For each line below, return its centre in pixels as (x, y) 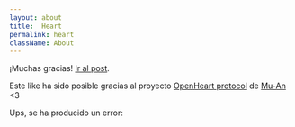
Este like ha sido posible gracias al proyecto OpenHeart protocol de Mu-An (147, 86)
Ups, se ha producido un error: (66, 113)
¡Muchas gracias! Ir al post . (59, 68)
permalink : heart (42, 34)
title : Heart (36, 26)
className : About (42, 43)
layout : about (36, 18)
